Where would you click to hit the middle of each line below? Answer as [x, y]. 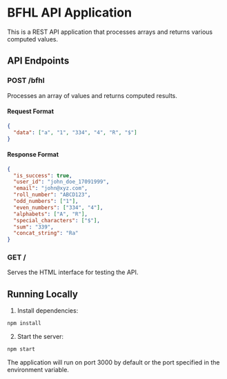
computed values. [33, 39]
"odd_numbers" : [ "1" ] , [46, 202]
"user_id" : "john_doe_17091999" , [61, 182]
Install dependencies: [48, 311]
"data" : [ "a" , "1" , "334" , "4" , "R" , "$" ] [75, 133]
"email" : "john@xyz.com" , [51, 188]
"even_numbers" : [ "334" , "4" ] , [58, 207]
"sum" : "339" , [33, 227]
